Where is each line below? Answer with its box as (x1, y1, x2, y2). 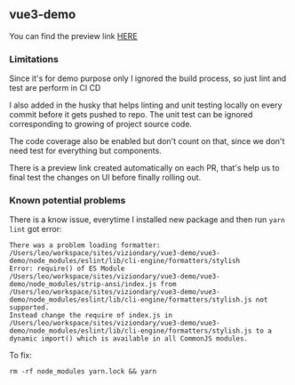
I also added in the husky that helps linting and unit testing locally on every (9, 100, 283, 110)
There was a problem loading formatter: (9, 241, 162, 250)
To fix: (9, 350, 33, 361)
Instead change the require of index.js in (9, 311, 173, 320)
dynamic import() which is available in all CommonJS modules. (9, 334, 249, 343)
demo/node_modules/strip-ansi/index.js (9, 280, 157, 289)
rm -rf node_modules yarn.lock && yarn (9, 367, 157, 376)
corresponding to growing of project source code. (9, 119, 193, 130)
